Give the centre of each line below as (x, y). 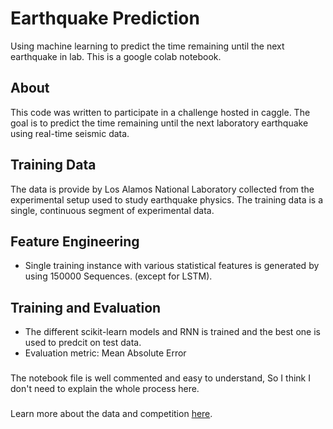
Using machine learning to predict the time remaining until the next (147, 46)
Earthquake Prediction (105, 18)
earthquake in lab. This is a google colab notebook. (116, 56)
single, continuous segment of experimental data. (112, 210)
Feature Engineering (75, 241)
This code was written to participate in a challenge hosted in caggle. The (160, 112)
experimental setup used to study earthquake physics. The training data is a (167, 199)
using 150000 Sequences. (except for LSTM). (118, 276)
